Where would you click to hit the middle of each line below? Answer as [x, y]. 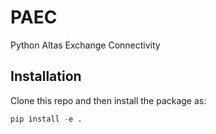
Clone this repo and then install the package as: [108, 100]
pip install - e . [46, 119]
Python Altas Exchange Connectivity [85, 45]
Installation [46, 76]
